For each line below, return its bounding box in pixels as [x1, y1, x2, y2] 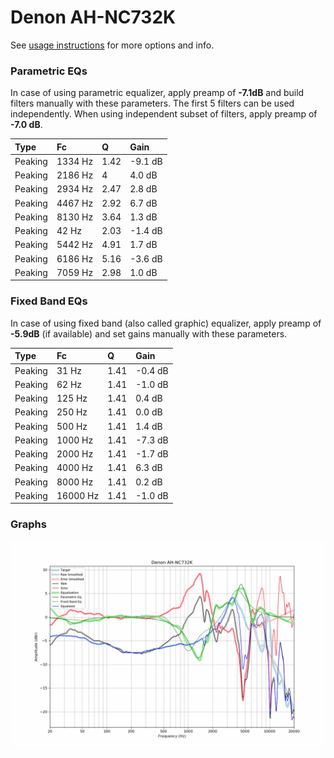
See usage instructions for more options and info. [10, 39, 215, 51]
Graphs [10, 517, 47, 531]
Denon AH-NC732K [10, 6, 177, 29]
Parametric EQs [10, 64, 88, 78]
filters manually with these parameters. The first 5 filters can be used [10, 97, 295, 110]
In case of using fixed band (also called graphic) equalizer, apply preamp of [10, 317, 322, 329]
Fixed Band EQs [10, 294, 88, 308]
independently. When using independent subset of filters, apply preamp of [10, 108, 318, 120]
